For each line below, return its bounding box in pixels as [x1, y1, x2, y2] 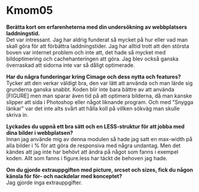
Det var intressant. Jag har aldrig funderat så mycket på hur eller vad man [6, 36, 188, 43]
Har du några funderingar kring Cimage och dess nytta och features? [6, 73, 181, 80]
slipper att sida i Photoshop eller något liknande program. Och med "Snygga [6, 98, 194, 105]
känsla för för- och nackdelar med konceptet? [6, 172, 123, 179]
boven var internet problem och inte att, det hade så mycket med [6, 48, 166, 56]
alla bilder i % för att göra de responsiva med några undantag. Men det [6, 142, 181, 149]
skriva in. [6, 111, 29, 118]
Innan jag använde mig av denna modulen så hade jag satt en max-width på [6, 135, 193, 142]
